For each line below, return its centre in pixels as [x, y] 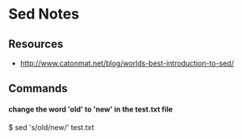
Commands [38, 88]
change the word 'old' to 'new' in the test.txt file [91, 109]
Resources [36, 44]
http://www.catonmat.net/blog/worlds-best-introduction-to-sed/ [127, 63]
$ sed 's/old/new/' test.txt [51, 127]
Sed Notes [44, 14]
